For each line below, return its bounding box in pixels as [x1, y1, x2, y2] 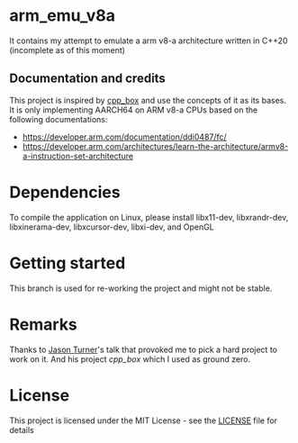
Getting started [9, 253, 126, 273]
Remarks [9, 314, 78, 334]
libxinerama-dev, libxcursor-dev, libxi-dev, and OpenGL [9, 221, 214, 232]
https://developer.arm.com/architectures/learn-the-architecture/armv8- [22, 140, 289, 151]
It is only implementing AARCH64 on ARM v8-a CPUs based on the [9, 104, 258, 115]
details [9, 424, 34, 435]
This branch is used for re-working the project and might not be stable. [9, 283, 273, 294]
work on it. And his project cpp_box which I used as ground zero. [9, 353, 250, 365]
